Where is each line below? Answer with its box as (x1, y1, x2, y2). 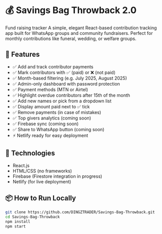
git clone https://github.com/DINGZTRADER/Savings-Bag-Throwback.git (5, 210, 155, 215)
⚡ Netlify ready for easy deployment (12, 132, 89, 138)
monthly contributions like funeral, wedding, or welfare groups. (5, 35, 137, 42)
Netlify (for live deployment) (12, 178, 71, 184)
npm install (5, 219, 30, 224)
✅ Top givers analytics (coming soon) (12, 115, 91, 121)
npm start (5, 224, 26, 229)
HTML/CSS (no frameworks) (12, 168, 72, 174)
